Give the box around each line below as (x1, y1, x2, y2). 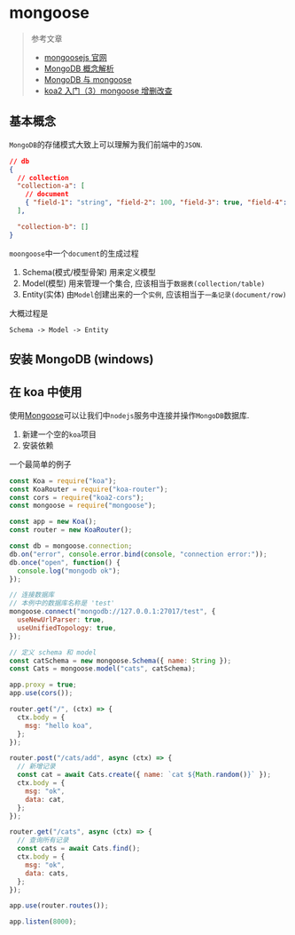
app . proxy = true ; (9, 680, 77, 690)
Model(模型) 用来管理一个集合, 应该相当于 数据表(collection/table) (21, 278, 266, 289)
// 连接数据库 (9, 590, 55, 599)
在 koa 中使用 (9, 384, 82, 400)
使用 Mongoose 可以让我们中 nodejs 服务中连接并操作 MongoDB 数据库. (9, 409, 250, 420)
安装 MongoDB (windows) (9, 352, 154, 367)
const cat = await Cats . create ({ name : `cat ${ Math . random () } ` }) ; (17, 771, 272, 780)
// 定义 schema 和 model (9, 647, 97, 657)
